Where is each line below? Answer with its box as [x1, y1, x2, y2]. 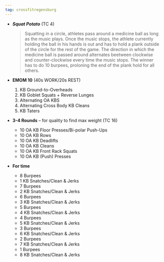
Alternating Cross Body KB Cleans [19, 102, 90, 108]
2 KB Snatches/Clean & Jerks [19, 188, 80, 194]
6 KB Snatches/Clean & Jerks [19, 230, 80, 236]
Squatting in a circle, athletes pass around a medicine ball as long [24, 30, 159, 36]
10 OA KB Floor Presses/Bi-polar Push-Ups [19, 127, 108, 133]
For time [12, 163, 30, 169]
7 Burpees [19, 183, 41, 189]
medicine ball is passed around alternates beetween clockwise [24, 52, 154, 58]
